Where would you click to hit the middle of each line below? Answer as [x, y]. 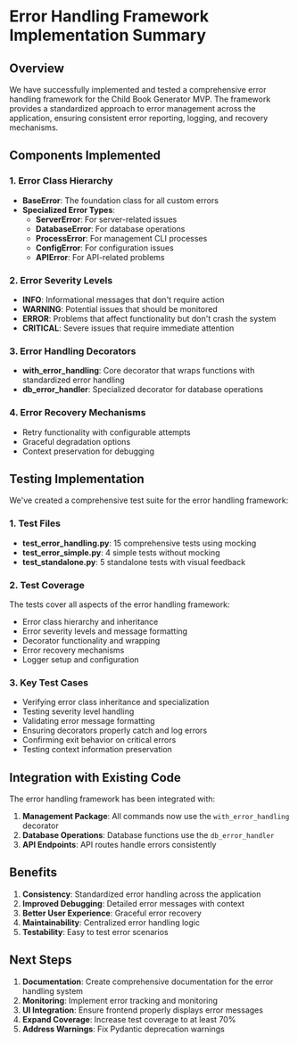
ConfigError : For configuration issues [104, 248]
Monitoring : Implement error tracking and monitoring [120, 1000]
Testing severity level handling [78, 711]
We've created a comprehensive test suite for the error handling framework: [149, 500]
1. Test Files [35, 523]
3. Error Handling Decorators [73, 351]
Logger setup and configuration [81, 659]
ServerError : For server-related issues [106, 219]
